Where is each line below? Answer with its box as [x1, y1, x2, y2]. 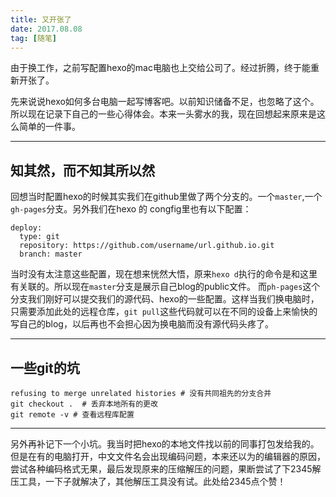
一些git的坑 [10, 359, 80, 376]
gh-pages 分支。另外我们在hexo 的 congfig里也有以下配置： [10, 203, 252, 215]
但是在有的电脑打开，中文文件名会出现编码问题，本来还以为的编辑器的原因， [10, 451, 326, 462]
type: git [19, 232, 60, 242]
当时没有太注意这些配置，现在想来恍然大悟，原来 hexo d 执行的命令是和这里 [10, 268, 318, 280]
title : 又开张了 [10, 14, 72, 25]
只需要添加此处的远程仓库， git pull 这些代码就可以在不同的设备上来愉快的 [10, 306, 318, 318]
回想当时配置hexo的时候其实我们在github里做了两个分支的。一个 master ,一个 [10, 191, 323, 203]
